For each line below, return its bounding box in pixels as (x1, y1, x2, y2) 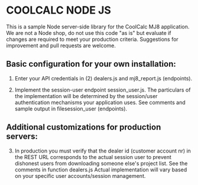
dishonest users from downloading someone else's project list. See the (14, 160, 188, 167)
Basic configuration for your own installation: (6, 59, 176, 69)
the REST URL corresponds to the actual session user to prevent (14, 153, 171, 160)
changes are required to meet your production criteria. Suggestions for (6, 35, 178, 43)
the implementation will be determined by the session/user (14, 92, 158, 99)
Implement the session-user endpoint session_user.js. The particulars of (14, 86, 191, 93)
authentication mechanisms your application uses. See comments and (14, 99, 186, 106)
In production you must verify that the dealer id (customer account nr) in (14, 147, 191, 154)
